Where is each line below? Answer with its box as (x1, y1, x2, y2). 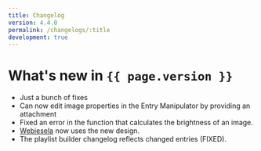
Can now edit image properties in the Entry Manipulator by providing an (19, 101, 251, 110)
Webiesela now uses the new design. (19, 126, 140, 135)
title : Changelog (8, 11, 65, 20)
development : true (8, 33, 68, 41)
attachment (19, 110, 57, 119)
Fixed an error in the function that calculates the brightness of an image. (19, 118, 253, 128)
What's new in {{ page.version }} (8, 67, 234, 84)
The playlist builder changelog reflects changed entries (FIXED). (19, 135, 227, 144)
